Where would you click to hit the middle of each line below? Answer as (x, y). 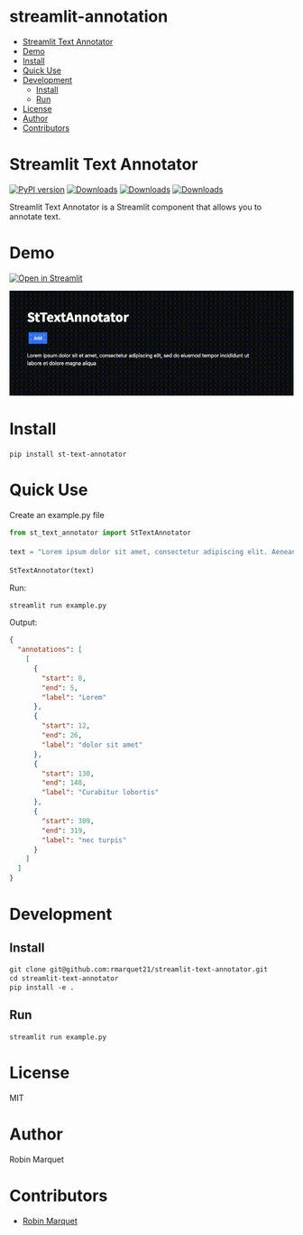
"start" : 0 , (64, 678)
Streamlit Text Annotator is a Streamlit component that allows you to (136, 207)
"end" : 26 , (62, 736)
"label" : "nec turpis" (84, 840)
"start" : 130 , (68, 774)
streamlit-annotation (89, 17)
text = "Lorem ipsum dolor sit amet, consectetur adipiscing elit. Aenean (153, 552)
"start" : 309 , (68, 821)
